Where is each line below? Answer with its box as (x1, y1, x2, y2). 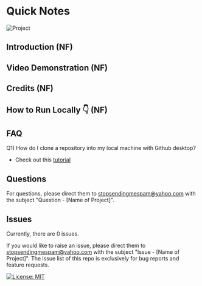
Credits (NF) (6, 83, 54, 94)
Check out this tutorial (15, 156, 71, 163)
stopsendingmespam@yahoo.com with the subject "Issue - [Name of (6, 248, 180, 256)
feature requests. (6, 261, 50, 268)
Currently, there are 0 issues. (6, 230, 79, 237)
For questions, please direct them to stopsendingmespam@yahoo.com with (6, 190, 196, 197)
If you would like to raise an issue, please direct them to (6, 242, 146, 249)
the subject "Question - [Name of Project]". (6, 196, 114, 204)
